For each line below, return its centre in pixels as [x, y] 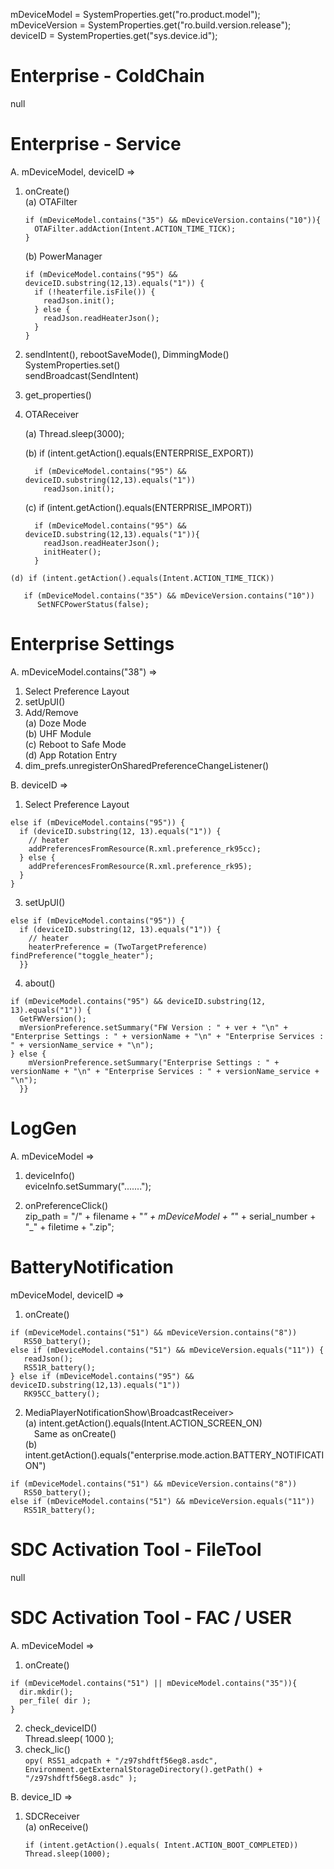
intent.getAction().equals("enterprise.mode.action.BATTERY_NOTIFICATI [174, 1455]
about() [40, 983]
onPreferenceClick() [66, 1205]
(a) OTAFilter [51, 201]
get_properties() [58, 395]
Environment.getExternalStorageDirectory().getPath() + [143, 1769]
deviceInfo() [50, 1175]
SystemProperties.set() [72, 365]
